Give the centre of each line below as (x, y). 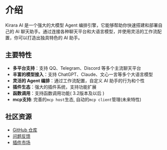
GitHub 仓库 (25, 130)
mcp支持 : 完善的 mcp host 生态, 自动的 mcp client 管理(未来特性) (77, 99)
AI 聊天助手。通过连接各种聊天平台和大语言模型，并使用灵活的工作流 (86, 31)
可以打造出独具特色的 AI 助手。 (51, 38)
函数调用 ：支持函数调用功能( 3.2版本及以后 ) (58, 93)
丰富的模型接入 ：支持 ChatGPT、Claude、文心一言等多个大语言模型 (83, 74)
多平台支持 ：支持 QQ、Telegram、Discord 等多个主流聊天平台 (77, 68)
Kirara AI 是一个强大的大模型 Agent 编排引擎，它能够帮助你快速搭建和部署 (82, 25)
